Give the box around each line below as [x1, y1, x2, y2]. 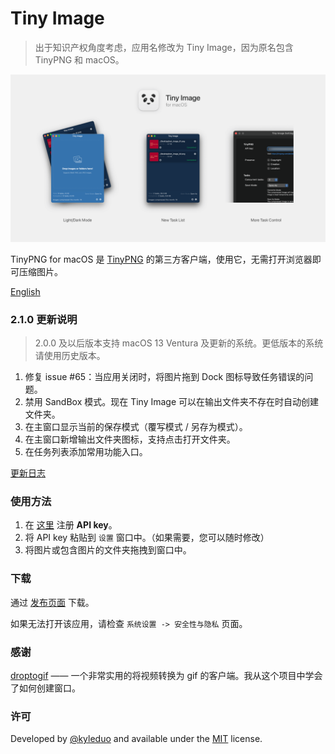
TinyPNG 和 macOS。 [34, 53, 125, 66]
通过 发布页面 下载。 [10, 596, 95, 608]
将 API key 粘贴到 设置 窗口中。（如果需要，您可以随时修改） [24, 532, 270, 544]
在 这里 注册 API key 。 [24, 519, 118, 531]
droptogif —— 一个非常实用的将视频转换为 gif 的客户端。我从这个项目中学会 [10, 669, 323, 681]
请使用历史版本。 [34, 349, 106, 361]
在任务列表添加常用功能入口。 [24, 445, 148, 457]
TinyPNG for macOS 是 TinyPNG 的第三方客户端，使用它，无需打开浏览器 [10, 253, 313, 265]
